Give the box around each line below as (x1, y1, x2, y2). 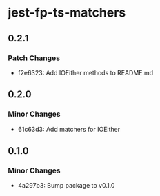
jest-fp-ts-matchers (8, 5, 126, 21)
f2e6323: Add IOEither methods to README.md (17, 68, 154, 77)
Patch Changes (8, 53, 61, 63)
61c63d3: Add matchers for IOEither (17, 125, 120, 133)
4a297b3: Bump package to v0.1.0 (17, 182, 115, 190)
